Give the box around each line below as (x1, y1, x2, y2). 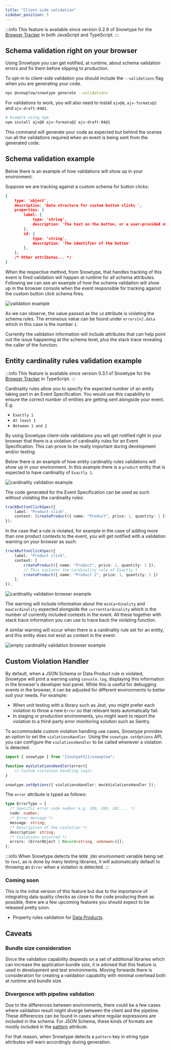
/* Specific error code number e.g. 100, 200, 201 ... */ (10, 806, 136, 811)
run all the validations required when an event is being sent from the (5, 134, 148, 140)
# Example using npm (5, 115, 49, 120)
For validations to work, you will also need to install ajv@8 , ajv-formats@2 (5, 100, 157, 106)
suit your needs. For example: (5, 692, 68, 698)
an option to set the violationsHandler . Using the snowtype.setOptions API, (5, 734, 163, 739)
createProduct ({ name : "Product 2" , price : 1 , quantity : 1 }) (23, 572, 158, 577)
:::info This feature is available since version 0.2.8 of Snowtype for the (5, 26, 152, 32)
